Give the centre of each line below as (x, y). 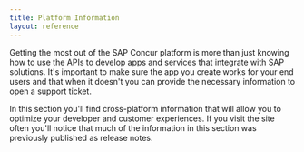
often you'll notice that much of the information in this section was (133, 127)
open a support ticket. (51, 91)
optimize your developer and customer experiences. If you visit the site (142, 118)
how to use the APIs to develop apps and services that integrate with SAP (147, 62)
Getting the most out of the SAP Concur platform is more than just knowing (149, 52)
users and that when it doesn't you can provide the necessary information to (152, 81)
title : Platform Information (64, 18)
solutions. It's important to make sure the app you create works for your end (152, 71)
